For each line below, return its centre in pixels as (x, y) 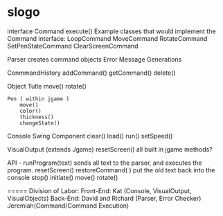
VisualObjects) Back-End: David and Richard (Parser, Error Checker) (104, 198)
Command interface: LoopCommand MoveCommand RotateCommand (107, 38)
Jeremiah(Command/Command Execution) (68, 206)
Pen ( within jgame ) (38, 99)
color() (30, 111)
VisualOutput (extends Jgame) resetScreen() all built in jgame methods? (110, 149)
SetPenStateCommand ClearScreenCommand (73, 46)
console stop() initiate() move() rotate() (63, 177)
